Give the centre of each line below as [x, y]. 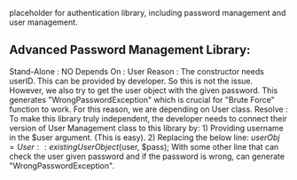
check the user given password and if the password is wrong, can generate [147, 156]
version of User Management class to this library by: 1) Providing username [146, 128]
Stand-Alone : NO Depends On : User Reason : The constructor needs [137, 71]
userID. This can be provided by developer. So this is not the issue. [131, 81]
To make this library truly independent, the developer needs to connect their [148, 118]
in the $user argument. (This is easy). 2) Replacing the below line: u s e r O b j [145, 137]
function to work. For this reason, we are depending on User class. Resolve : [148, 109]
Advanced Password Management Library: [130, 50]
